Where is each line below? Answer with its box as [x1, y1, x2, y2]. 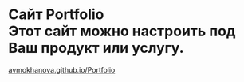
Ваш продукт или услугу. [8, 39, 184, 57]
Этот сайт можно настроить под [8, 22, 236, 40]
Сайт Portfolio [8, 6, 104, 24]
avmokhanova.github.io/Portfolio [8, 65, 116, 74]
